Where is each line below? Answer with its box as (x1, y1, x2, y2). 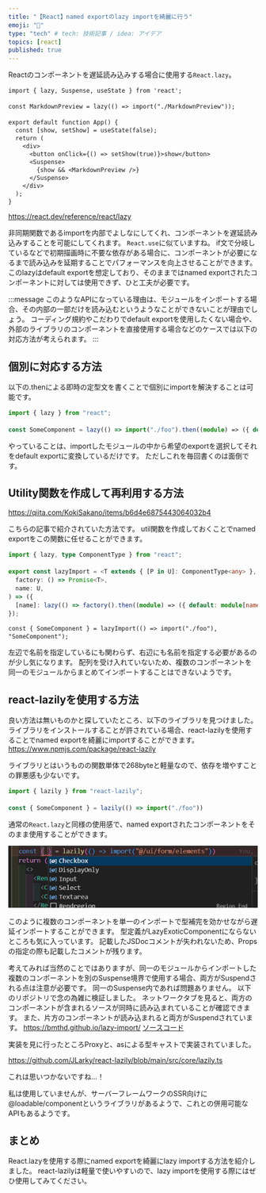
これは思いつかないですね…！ (8, 1072, 104, 1081)
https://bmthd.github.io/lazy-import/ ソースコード (23, 1022, 184, 1032)
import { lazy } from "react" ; (8, 409, 112, 416)
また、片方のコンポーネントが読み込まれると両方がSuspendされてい (23, 1012, 247, 1022)
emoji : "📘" (8, 21, 44, 29)
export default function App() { (8, 119, 119, 127)
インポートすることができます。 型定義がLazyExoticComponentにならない (14, 926, 257, 936)
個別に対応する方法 (8, 359, 102, 373)
